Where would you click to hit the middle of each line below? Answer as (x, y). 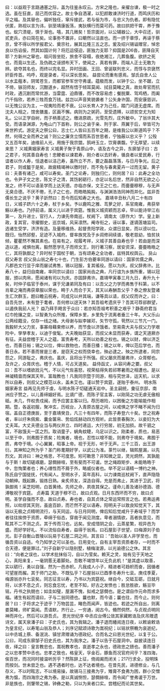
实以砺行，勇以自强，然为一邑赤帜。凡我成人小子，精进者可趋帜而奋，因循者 (82, 567)
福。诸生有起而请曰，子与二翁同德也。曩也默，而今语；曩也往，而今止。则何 (82, 597)
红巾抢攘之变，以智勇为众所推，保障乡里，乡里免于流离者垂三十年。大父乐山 (82, 315)
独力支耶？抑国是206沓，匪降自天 (125, 50)
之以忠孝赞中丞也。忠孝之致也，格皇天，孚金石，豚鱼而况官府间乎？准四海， (82, 653)
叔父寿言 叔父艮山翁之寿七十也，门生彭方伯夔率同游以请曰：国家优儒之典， (81, 259)
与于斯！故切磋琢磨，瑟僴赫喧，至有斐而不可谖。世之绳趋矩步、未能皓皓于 (80, 462)
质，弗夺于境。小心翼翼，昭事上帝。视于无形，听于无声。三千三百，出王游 (80, 444)
